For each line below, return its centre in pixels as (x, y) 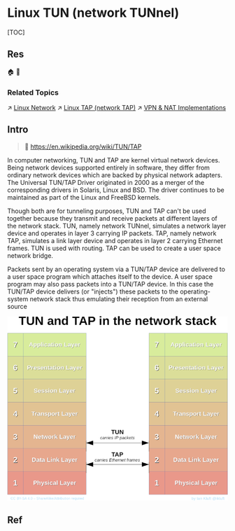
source (17, 306)
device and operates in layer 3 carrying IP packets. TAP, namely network (112, 233)
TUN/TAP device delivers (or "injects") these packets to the (93, 291)
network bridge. (30, 255)
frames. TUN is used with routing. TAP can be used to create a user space (114, 248)
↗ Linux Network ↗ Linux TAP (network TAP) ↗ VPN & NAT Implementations (116, 108)
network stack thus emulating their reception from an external (119, 298)
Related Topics (33, 92)
